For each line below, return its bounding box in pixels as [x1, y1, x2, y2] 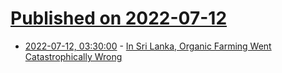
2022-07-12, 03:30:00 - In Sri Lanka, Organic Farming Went [24, 40, 272, 52]
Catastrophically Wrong [24, 50, 123, 62]
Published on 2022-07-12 [10, 7, 228, 30]
